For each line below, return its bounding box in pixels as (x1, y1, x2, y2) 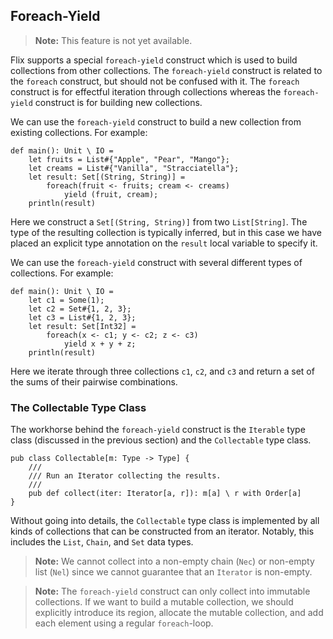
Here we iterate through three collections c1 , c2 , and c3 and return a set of (10, 365, 315, 377)
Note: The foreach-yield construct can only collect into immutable (34, 585, 311, 598)
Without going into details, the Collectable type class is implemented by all (10, 515, 320, 527)
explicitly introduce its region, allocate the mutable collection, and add (34, 607, 324, 619)
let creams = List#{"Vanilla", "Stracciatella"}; (28, 163, 240, 173)
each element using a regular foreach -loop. (34, 617, 214, 629)
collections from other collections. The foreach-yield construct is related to (10, 64, 323, 76)
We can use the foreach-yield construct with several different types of (10, 256, 303, 268)
